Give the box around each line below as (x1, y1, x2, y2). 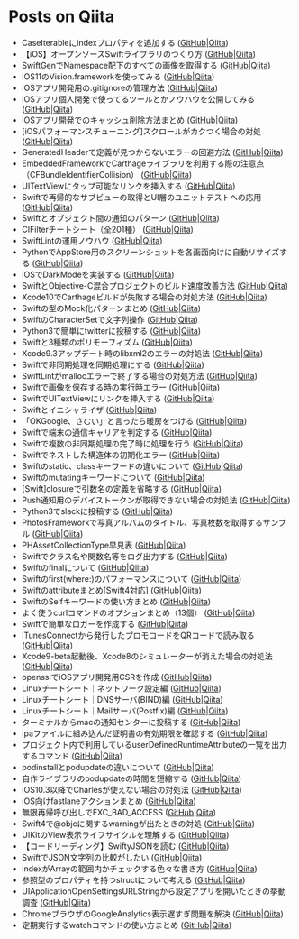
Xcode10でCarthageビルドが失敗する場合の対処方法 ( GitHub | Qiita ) (21, 291, 267, 302)
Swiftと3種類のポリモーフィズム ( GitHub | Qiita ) (21, 336, 193, 347)
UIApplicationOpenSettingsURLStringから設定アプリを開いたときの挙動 (21, 886, 286, 897)
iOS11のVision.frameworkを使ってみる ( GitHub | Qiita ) (21, 70, 215, 82)
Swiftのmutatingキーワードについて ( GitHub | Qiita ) (21, 472, 205, 483)
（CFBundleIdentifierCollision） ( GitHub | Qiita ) (21, 169, 193, 180)
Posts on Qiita (8, 6, 114, 27)
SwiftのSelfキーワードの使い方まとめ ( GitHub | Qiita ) (21, 595, 212, 606)
